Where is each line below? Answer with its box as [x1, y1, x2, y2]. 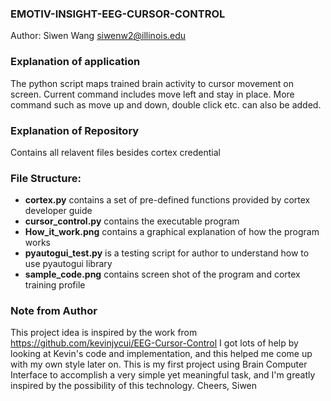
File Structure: [10, 171, 82, 185]
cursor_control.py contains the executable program [24, 215, 240, 227]
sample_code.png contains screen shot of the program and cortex [24, 268, 301, 281]
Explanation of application [10, 55, 141, 69]
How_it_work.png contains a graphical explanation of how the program [24, 226, 320, 238]
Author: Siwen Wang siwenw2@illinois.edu [10, 30, 187, 42]
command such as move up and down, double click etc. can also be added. [10, 98, 322, 111]
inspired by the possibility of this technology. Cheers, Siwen [10, 380, 258, 392]
